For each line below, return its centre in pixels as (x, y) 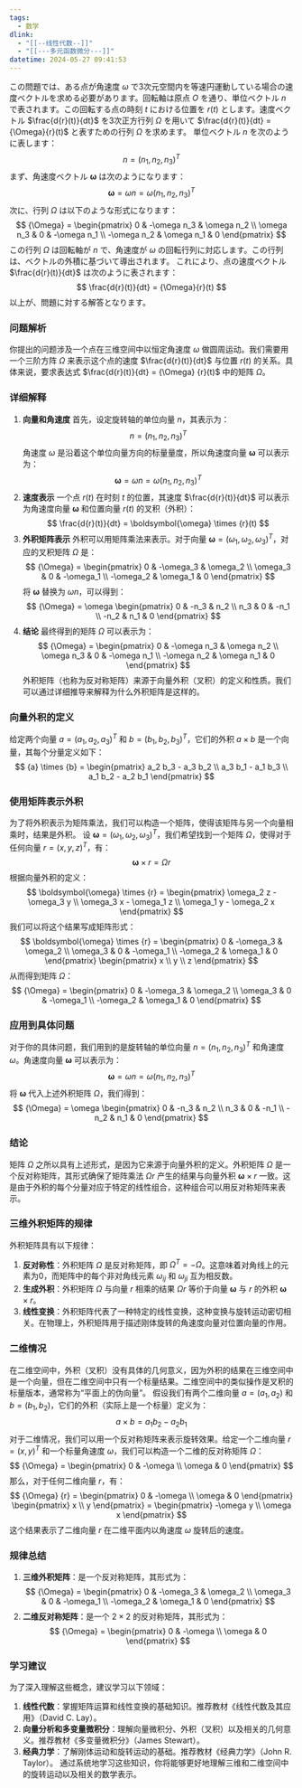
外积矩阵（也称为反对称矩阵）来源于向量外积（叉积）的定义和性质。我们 (156, 680)
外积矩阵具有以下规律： (53, 1245)
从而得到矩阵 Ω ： (41, 976)
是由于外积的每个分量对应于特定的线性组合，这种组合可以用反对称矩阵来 (143, 1187)
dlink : (22, 34)
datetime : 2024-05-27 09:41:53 (68, 60)
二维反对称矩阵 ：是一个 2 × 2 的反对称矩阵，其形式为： (125, 1616)
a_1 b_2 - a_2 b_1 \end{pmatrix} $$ (151, 776)
